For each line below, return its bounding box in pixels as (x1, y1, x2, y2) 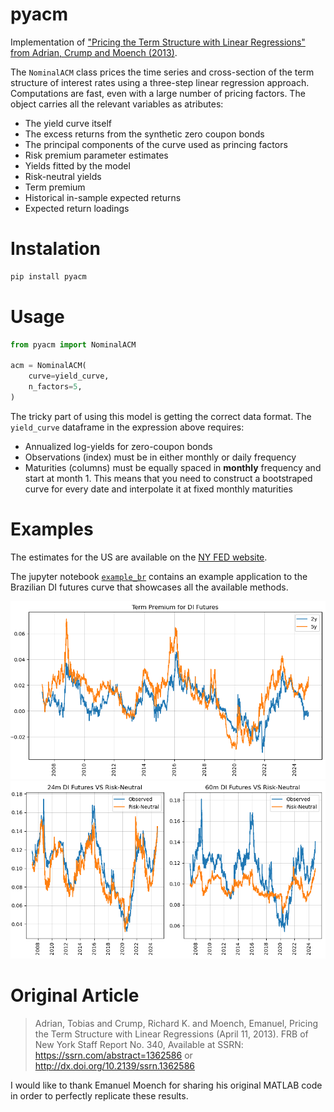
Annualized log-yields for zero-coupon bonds (24, 440, 213, 452)
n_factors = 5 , (28, 382, 83, 392)
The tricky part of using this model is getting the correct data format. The (10, 410, 312, 422)
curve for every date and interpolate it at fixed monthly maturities (24, 483, 293, 495)
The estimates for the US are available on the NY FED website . (10, 551, 268, 563)
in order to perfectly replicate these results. (10, 1090, 189, 1102)
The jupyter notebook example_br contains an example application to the (10, 570, 308, 582)
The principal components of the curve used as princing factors (24, 138, 288, 150)
